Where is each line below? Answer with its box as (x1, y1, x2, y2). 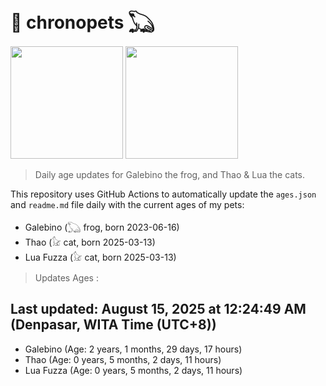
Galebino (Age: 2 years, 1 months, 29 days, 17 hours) (24, 343, 243, 355)
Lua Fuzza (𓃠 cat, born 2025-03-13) (24, 251, 177, 263)
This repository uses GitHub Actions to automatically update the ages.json (10, 188, 317, 200)
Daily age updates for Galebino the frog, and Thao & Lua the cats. (34, 168, 306, 180)
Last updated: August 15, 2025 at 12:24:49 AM (10, 301, 307, 318)
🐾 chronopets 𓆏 (10, 11, 155, 34)
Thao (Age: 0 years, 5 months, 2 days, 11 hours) (24, 353, 222, 365)
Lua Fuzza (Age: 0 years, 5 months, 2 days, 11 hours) (24, 364, 243, 376)
